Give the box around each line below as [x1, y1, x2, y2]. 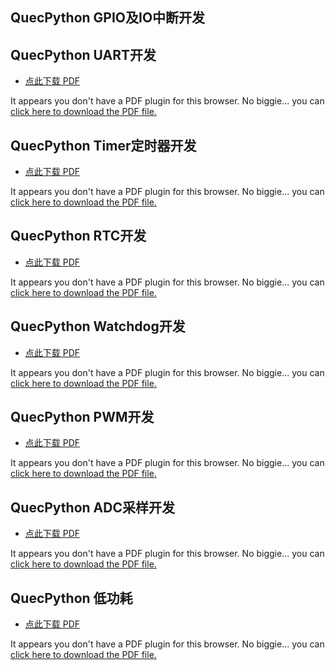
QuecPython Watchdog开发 [10, 318, 186, 335]
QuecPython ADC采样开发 [10, 499, 175, 516]
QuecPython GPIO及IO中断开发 [10, 9, 206, 27]
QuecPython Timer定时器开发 [10, 137, 197, 154]
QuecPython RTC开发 [10, 228, 147, 245]
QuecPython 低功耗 [10, 589, 133, 607]
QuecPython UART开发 [10, 46, 157, 63]
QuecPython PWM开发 [10, 409, 155, 426]
